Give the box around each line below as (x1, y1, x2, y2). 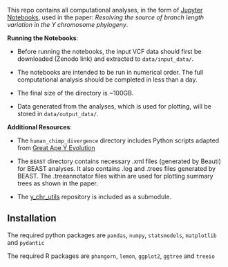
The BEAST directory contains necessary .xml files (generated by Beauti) (17, 157, 221, 165)
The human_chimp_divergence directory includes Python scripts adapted (17, 136, 220, 145)
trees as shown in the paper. (17, 179, 99, 187)
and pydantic (7, 238, 45, 246)
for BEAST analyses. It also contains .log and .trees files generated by (17, 165, 216, 172)
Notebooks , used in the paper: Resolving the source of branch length (7, 13, 205, 21)
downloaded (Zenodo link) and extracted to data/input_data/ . (17, 55, 194, 63)
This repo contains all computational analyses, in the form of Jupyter (7, 6, 203, 14)
